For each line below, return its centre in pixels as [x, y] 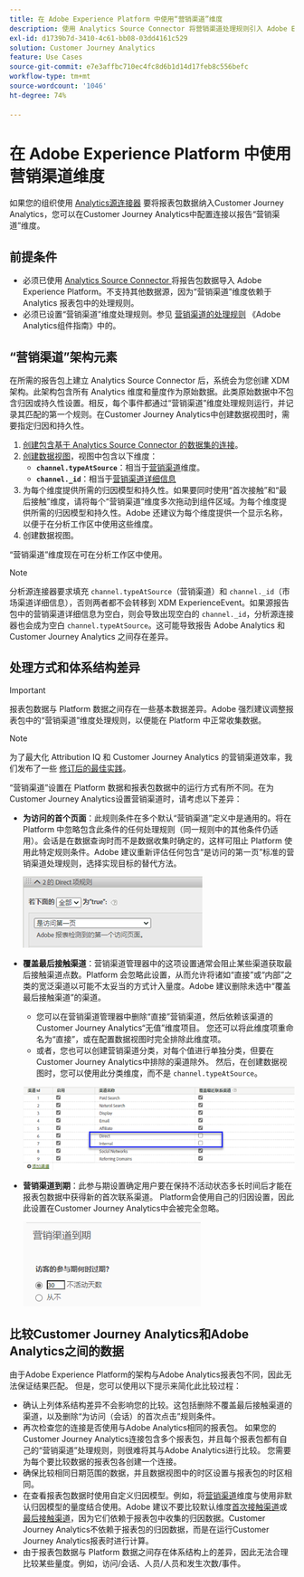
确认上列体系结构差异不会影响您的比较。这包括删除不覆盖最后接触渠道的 [157, 1405]
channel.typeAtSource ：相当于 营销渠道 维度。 [120, 468]
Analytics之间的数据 [67, 1351]
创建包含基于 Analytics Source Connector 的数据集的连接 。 [133, 445]
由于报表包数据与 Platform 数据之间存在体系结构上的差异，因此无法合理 [156, 1552]
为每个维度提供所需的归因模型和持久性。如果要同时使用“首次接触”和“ [151, 490]
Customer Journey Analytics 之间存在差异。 [91, 637]
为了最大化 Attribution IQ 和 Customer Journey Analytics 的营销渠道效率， [147, 756]
